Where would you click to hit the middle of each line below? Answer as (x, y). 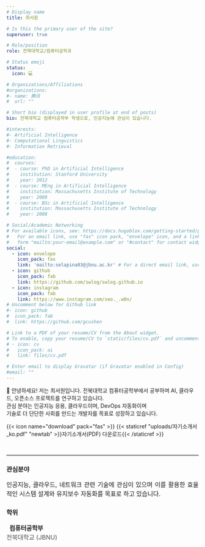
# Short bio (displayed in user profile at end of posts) (81, 113)
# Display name (26, 12)
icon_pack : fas (37, 259)
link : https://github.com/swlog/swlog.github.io (80, 282)
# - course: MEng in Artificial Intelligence (67, 186)
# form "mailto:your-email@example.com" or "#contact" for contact (97, 242)
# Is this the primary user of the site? (60, 29)
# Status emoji (26, 62)
